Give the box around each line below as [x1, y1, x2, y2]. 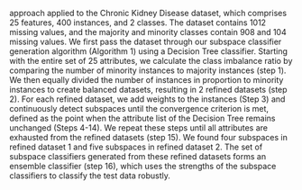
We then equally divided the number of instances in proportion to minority [9, 75, 284, 85]
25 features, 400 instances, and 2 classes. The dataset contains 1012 [9, 17, 267, 28]
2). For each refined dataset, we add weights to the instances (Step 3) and [9, 94, 286, 104]
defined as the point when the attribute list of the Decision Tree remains [9, 113, 276, 123]
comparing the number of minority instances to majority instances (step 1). [9, 65, 287, 76]
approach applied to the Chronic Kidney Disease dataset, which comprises [9, 8, 287, 18]
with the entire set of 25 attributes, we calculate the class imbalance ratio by [9, 56, 293, 66]
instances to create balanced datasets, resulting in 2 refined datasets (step [9, 85, 288, 95]
